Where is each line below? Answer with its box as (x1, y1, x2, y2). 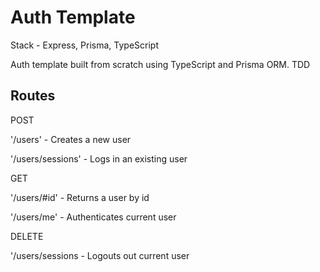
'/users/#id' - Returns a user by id (10, 191, 150, 203)
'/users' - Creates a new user (10, 133, 132, 145)
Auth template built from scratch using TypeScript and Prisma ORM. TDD (10, 58, 311, 70)
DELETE (10, 230, 44, 242)
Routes (10, 87, 56, 105)
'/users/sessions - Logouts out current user (10, 249, 190, 261)
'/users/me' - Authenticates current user (10, 211, 177, 223)
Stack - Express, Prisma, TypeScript (10, 39, 159, 51)
